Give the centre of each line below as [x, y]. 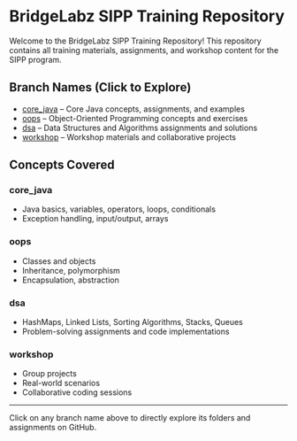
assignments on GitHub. [53, 428]
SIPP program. [35, 59]
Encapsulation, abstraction [70, 280]
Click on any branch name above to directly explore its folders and [130, 418]
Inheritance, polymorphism [71, 270]
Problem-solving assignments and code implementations [126, 332]
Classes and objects [59, 261]
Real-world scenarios [61, 383]
